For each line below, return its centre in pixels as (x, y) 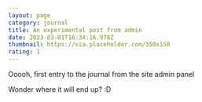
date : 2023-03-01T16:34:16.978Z (61, 37)
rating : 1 (24, 52)
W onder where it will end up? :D (60, 89)
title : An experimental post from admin (75, 30)
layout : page (29, 15)
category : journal (38, 23)
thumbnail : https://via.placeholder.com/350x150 (89, 45)
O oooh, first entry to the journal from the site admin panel (101, 74)
